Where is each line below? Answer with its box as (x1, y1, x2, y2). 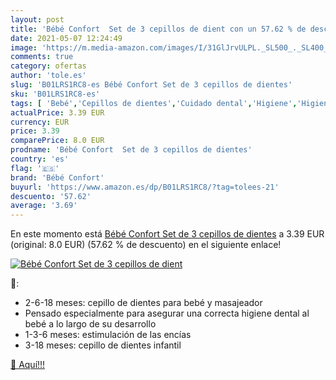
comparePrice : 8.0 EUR (10, 136, 105, 146)
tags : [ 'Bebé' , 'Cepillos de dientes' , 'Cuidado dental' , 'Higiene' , (10, 98, 298, 108)
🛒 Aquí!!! (10, 359, 46, 371)
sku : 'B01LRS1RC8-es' (10, 89, 101, 99)
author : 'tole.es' (10, 71, 87, 81)
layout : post (10, 14, 65, 25)
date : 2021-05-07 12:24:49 (10, 33, 123, 43)
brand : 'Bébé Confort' (10, 172, 105, 183)
